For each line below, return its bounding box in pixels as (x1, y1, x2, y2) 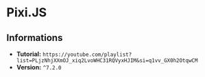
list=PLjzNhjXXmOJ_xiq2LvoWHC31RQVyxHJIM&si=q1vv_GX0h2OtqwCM (16, 57, 198, 64)
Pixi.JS (6, 5, 47, 20)
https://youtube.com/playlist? (43, 51, 132, 58)
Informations (6, 32, 63, 44)
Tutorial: (16, 50, 42, 58)
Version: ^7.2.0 (16, 63, 62, 71)
